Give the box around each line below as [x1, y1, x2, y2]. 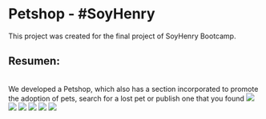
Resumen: [8, 54, 60, 68]
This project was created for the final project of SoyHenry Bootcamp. [8, 31, 236, 41]
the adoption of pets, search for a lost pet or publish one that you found [8, 93, 244, 103]
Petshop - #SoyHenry [8, 5, 155, 23]
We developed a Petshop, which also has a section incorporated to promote [8, 84, 259, 93]
